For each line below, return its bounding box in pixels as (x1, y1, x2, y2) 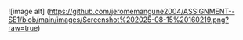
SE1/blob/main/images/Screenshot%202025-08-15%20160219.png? (8, 15, 230, 24)
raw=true (8, 24, 38, 32)
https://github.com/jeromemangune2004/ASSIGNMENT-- (49, 7, 235, 16)
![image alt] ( (8, 7, 49, 16)
